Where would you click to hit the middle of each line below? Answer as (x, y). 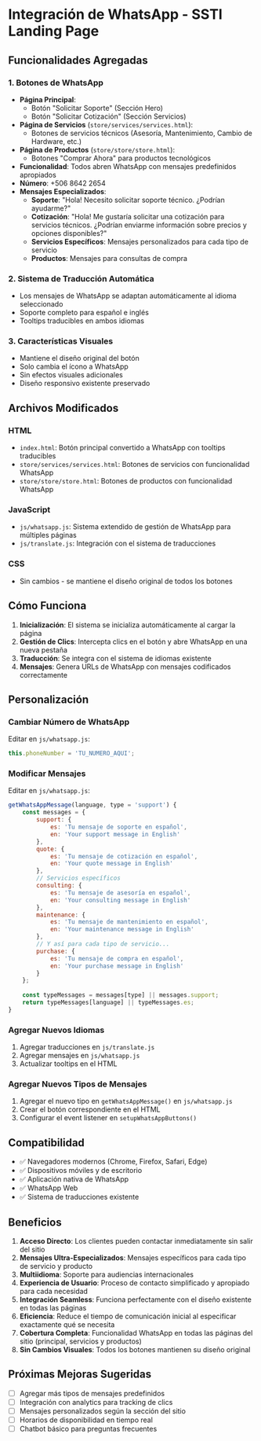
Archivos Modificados (63, 408)
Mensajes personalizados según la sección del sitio (103, 1411)
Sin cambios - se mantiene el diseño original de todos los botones (126, 581)
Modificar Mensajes (47, 774)
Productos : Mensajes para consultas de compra (109, 258)
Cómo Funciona (47, 606)
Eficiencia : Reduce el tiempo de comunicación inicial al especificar (128, 1316)
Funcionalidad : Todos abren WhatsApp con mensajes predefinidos (128, 166)
